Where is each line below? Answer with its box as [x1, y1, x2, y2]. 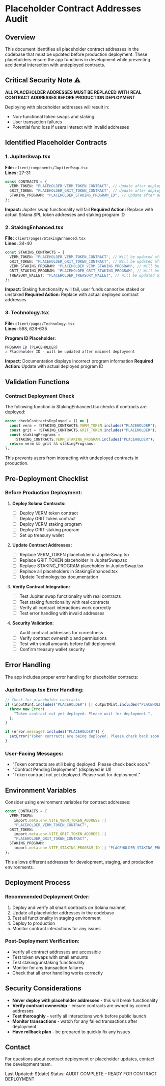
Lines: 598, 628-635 [5, 326, 48, 331]
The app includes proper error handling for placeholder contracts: [5, 674, 138, 680]
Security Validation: [12, 620, 54, 626]
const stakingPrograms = [9, 432, 60, 437]
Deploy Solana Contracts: [12, 500, 66, 506]
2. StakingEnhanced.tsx [5, 224, 64, 231]
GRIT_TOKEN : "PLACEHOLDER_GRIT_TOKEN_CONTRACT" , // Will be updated [9, 259, 153, 264]
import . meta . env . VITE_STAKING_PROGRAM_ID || [14, 845, 107, 851]
